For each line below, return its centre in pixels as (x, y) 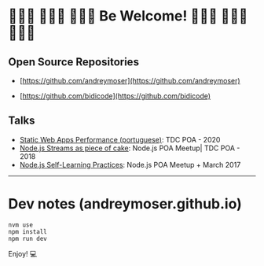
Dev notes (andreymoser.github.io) (125, 204)
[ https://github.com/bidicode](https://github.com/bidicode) (115, 96)
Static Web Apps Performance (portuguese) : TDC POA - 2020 (120, 139)
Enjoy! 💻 (23, 253)
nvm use (21, 225)
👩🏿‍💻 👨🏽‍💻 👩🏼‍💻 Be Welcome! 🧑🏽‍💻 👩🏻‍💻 (128, 16)
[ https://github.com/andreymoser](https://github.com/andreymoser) (130, 81)
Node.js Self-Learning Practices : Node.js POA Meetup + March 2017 (130, 164)
